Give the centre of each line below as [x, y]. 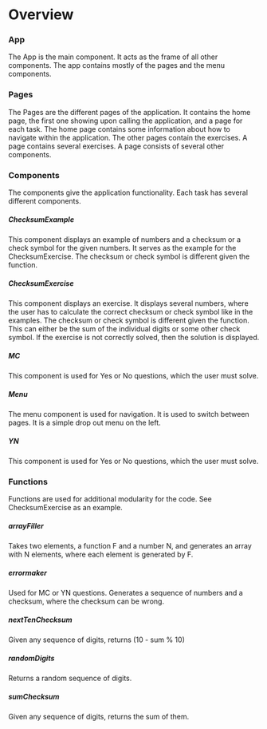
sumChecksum [34, 696]
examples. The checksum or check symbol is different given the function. [129, 320]
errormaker [28, 573]
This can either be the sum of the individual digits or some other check [124, 329]
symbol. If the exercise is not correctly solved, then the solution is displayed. [134, 338]
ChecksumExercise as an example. [66, 508]
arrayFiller [26, 525]
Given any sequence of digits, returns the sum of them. [99, 717]
